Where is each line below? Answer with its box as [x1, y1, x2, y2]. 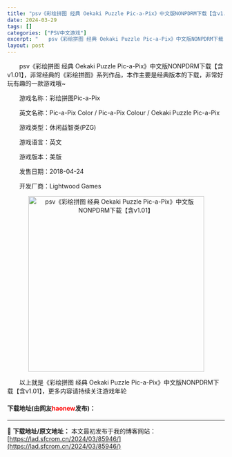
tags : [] [7, 23, 32, 30]
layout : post [7, 42, 45, 49]
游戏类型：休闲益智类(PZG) [19, 124, 97, 131]
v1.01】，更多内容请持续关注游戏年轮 [25, 387, 127, 395]
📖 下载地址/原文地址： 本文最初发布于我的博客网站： [7, 427, 157, 436]
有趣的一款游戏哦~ [12, 79, 66, 87]
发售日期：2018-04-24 [19, 167, 84, 175]
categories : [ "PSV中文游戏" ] [7, 29, 87, 37]
